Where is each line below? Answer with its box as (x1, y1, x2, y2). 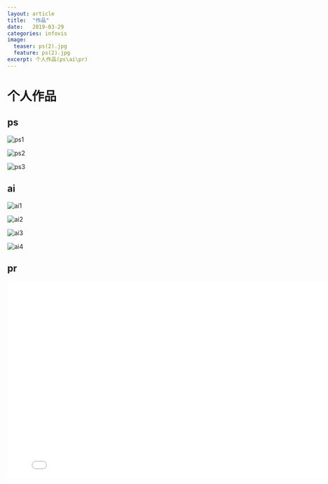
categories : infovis (7, 29, 68, 37)
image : (7, 36, 27, 43)
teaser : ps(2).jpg (13, 43, 68, 50)
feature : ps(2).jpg (13, 50, 71, 57)
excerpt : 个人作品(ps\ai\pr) (7, 56, 88, 63)
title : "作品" (7, 17, 50, 24)
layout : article (7, 10, 55, 18)
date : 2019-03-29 (7, 23, 64, 30)
